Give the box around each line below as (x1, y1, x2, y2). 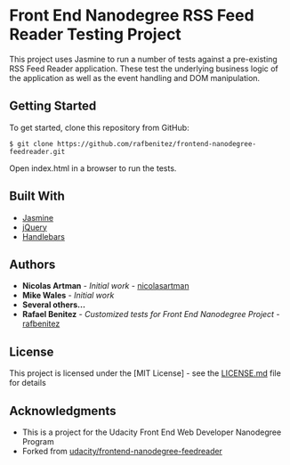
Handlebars (21, 231, 65, 241)
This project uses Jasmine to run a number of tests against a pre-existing (9, 53, 278, 64)
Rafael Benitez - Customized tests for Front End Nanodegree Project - (21, 309, 280, 320)
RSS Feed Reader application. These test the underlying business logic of (9, 63, 278, 74)
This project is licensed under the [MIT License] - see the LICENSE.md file (9, 368, 282, 379)
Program (21, 436, 55, 446)
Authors (9, 257, 56, 272)
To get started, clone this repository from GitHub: (9, 122, 189, 133)
